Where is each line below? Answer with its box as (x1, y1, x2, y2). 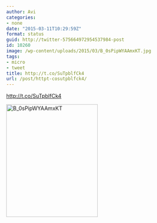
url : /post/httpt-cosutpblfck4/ (6, 76, 87, 82)
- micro (6, 59, 26, 65)
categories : (6, 14, 36, 20)
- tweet (6, 64, 26, 71)
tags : (6, 53, 20, 60)
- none (6, 20, 23, 26)
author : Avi (6, 8, 36, 15)
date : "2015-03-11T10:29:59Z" (6, 25, 82, 32)
